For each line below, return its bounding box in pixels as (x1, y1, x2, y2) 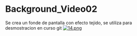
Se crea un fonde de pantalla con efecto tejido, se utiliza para (5, 20, 132, 26)
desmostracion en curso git (5, 25, 62, 31)
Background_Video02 (5, 3, 98, 15)
